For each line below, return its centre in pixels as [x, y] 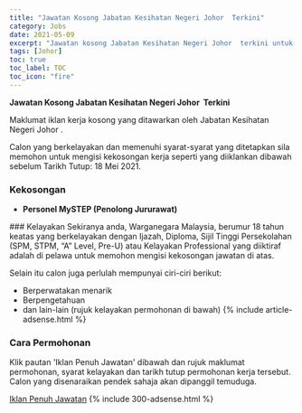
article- [279, 310]
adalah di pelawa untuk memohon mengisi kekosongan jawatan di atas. [142, 256]
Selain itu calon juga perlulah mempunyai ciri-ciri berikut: [116, 273]
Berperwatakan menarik [67, 291]
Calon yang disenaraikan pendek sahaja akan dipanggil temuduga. [133, 381]
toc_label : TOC [38, 69]
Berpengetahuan [54, 300]
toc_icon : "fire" [42, 77]
